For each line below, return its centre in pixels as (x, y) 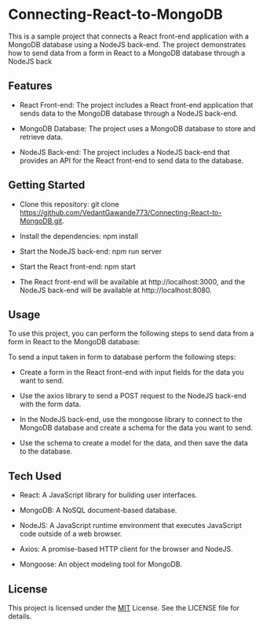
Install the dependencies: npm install (79, 236)
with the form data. (50, 404)
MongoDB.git (41, 221)
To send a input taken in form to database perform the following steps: (122, 357)
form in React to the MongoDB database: (74, 342)
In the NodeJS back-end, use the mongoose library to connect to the (131, 420)
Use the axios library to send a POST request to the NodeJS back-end (133, 396)
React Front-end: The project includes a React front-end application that (136, 104)
